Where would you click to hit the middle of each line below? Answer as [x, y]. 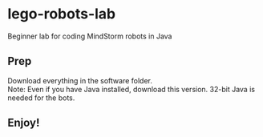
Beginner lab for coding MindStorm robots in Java [90, 36]
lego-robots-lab [62, 14]
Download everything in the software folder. [80, 80]
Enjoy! [24, 123]
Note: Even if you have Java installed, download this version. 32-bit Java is [131, 89]
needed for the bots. [41, 98]
